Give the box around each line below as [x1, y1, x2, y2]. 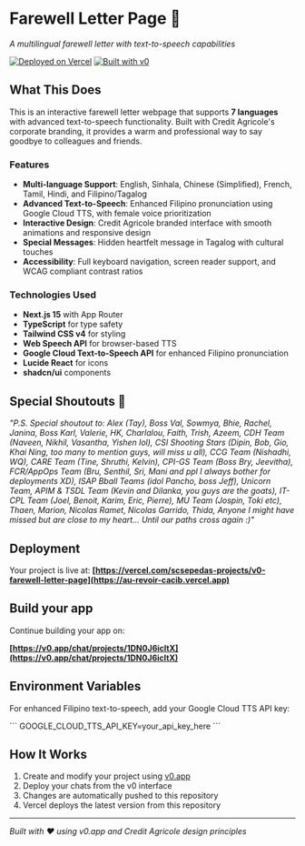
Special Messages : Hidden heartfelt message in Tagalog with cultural [22, 237, 284, 248]
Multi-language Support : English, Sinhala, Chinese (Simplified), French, [22, 179, 292, 190]
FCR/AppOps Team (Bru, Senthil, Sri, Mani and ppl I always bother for [9, 466, 271, 477]
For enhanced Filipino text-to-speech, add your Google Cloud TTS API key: [9, 702, 290, 713]
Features [9, 158, 50, 171]
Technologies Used [9, 288, 97, 301]
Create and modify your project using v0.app [22, 770, 191, 781]
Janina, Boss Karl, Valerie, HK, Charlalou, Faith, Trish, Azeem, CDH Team [9, 428, 285, 438]
